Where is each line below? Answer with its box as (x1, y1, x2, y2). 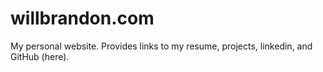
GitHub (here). (10, 50, 70, 62)
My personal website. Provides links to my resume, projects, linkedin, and (10, 40, 313, 52)
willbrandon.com (10, 7, 155, 30)
